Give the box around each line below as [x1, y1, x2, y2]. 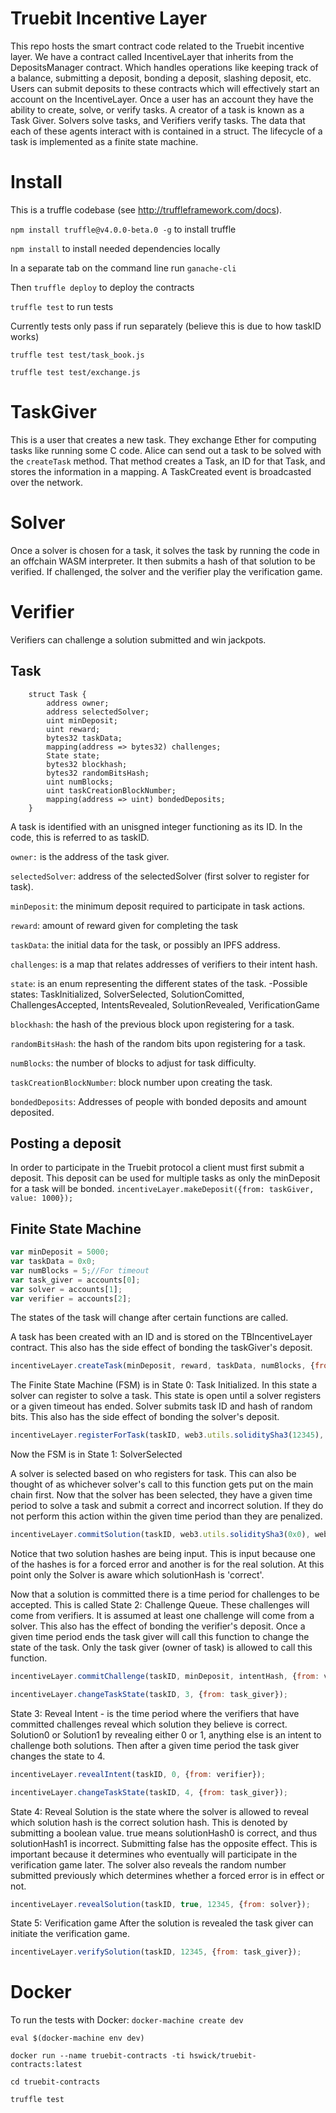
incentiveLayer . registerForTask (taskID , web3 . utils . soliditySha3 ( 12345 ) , [10, 1430, 325, 1441]
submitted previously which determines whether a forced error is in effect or [10, 1869, 325, 1881]
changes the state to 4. [10, 1750, 106, 1762]
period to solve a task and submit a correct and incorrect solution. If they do [10, 1500, 324, 1512]
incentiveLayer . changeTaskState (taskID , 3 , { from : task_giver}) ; [10, 1689, 288, 1699]
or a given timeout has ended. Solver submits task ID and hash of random [10, 1400, 313, 1412]
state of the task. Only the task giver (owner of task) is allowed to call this [10, 1642, 313, 1653]
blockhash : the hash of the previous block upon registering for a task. [10, 1018, 295, 1030]
